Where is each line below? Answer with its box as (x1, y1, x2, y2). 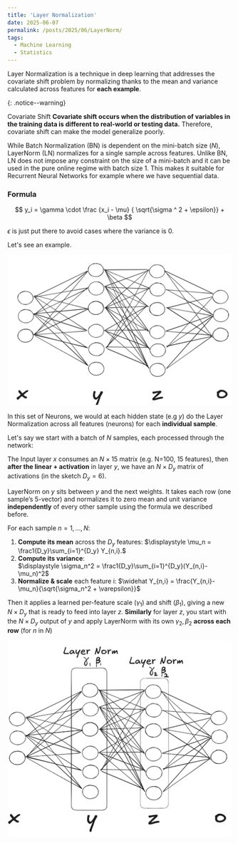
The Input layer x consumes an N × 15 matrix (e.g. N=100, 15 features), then (7, 455, 229, 463)
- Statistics (14, 49, 53, 56)
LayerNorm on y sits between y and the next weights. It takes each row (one (7, 487, 232, 495)
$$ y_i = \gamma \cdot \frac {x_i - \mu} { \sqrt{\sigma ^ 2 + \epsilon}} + (14, 205, 225, 214)
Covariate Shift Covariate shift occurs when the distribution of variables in (7, 113, 230, 120)
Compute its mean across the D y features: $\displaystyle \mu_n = (17, 537, 212, 548)
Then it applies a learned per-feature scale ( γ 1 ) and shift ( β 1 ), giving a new (7, 599, 224, 609)
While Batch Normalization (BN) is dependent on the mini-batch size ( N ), (7, 141, 221, 150)
